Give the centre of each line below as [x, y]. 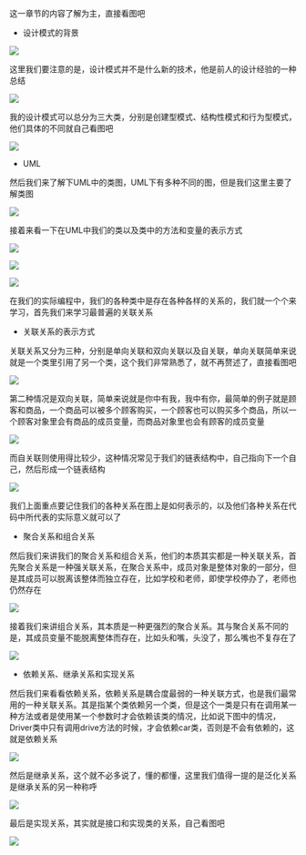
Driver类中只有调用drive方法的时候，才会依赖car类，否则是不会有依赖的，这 [152, 728]
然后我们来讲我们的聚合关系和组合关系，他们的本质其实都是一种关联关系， [149, 555]
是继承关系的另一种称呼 [53, 787]
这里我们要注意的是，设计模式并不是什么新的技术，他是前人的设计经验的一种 [153, 69]
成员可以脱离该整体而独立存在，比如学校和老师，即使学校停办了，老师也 [161, 578]
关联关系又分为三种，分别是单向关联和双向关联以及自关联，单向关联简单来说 [153, 351]
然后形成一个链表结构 [65, 469]
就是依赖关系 [33, 739]
